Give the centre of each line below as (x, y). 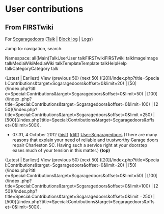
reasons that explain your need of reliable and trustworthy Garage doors (85, 140)
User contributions (44, 9)
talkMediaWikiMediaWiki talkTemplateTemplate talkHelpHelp (66, 63)
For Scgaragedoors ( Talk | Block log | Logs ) (49, 39)
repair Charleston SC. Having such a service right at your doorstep (80, 145)
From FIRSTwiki (29, 27)
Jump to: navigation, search (33, 48)
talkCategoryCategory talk (32, 68)
